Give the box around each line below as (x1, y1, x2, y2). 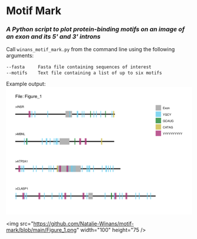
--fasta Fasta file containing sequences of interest (6, 64, 152, 70)
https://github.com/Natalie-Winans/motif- (33, 220, 134, 227)
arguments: (6, 52, 34, 59)
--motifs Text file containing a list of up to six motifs (6, 70, 162, 76)
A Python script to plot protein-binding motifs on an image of (6, 25, 185, 34)
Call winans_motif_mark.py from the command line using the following (6, 46, 175, 53)
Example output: (6, 81, 46, 88)
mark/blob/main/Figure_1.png (6, 227, 77, 234)
